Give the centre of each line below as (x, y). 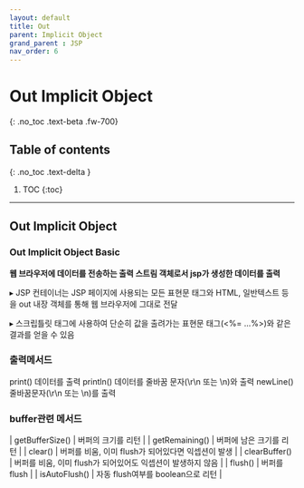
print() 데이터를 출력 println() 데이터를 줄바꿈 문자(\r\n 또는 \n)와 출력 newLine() (152, 381)
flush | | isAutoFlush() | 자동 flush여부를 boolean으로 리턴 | (116, 474)
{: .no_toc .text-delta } (50, 171)
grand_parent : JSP (46, 43)
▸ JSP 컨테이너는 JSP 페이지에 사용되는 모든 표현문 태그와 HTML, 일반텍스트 (145, 292)
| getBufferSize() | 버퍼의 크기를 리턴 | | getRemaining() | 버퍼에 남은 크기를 (145, 440)
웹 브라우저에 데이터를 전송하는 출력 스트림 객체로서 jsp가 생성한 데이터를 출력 (145, 273)
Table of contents (60, 150)
